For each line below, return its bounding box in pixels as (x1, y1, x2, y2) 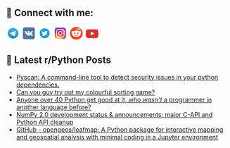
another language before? (15, 103, 91, 111)
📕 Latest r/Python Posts (6, 54, 112, 66)
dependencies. (15, 80, 60, 89)
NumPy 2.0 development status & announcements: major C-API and (15, 110, 213, 118)
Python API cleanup (15, 118, 74, 126)
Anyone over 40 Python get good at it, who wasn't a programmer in (15, 95, 212, 104)
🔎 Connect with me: (6, 7, 94, 19)
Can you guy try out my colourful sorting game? (15, 87, 155, 96)
